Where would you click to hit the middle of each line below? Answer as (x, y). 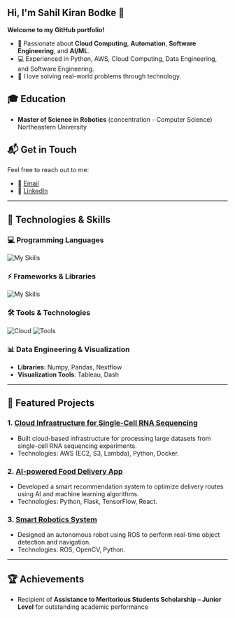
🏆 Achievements (46, 579)
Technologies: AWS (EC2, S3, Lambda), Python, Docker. (98, 453)
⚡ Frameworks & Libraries (52, 276)
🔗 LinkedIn (33, 191)
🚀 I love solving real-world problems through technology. (99, 76)
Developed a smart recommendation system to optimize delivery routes (120, 486)
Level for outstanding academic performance (83, 607)
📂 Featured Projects (51, 403)
